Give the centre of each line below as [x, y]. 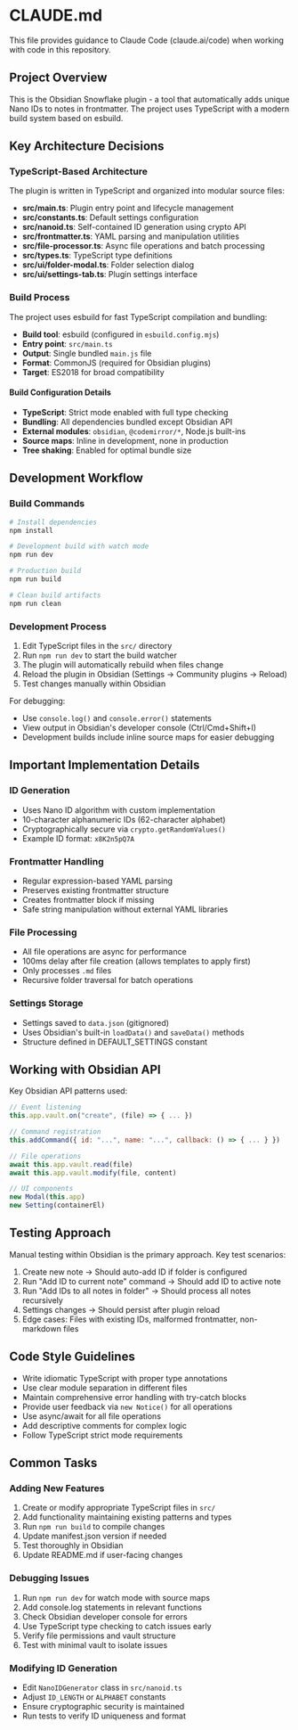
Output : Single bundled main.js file [87, 353]
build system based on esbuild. [66, 118]
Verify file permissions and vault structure [99, 1636]
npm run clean [36, 603]
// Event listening [45, 1107]
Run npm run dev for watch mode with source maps [116, 1597]
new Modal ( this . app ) [48, 1197]
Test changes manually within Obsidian [94, 684]
